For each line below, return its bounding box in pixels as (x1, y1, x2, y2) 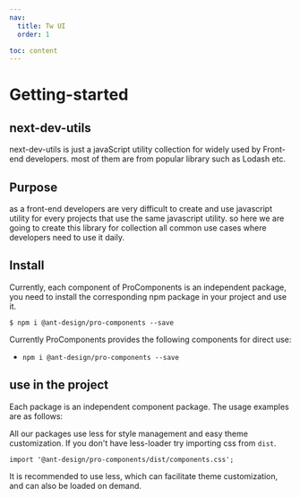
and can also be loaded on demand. (9, 480, 141, 491)
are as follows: (9, 410, 64, 422)
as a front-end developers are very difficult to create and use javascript (9, 204, 273, 214)
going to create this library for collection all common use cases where (9, 223, 267, 233)
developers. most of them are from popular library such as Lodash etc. (25, 153, 287, 164)
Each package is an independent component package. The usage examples (9, 401, 289, 412)
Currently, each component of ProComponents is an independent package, (9, 282, 287, 293)
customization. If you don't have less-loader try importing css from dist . (9, 437, 277, 449)
